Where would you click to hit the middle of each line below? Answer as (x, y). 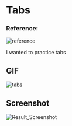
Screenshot (28, 103)
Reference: (22, 29)
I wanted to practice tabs (36, 52)
